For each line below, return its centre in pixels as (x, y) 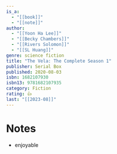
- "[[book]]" (27, 17)
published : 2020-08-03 (34, 72)
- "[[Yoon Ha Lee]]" (36, 34)
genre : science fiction (35, 55)
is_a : (13, 12)
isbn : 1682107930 (27, 77)
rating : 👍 (19, 94)
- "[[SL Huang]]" (33, 50)
